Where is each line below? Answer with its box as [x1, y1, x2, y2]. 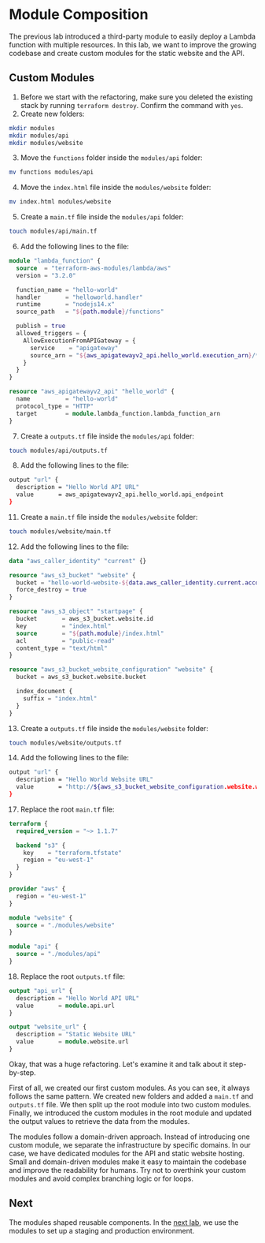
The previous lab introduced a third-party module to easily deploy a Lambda [9, 32, 256, 41]
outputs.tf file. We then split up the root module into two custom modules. [9, 1099, 252, 1109]
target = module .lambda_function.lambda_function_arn [16, 409, 221, 417]
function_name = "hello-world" [16, 286, 119, 293]
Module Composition [9, 6, 149, 24]
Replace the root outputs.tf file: [20, 972, 125, 981]
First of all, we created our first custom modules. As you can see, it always [9, 1083, 250, 1092]
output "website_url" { [9, 1023, 87, 1031]
